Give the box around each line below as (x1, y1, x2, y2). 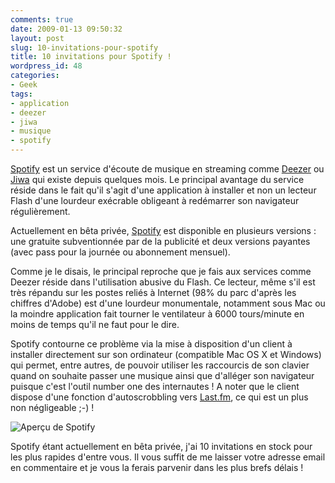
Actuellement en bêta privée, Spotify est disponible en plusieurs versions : (10, 225, 317, 236)
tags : (10, 89, 33, 99)
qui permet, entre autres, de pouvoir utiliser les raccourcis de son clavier (10, 359, 310, 371)
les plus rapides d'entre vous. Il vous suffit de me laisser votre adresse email (10, 451, 326, 463)
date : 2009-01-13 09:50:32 (10, 24, 123, 34)
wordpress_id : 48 (10, 61, 83, 71)
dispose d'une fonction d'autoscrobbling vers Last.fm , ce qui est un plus (10, 391, 309, 403)
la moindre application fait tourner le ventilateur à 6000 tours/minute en (10, 308, 305, 320)
